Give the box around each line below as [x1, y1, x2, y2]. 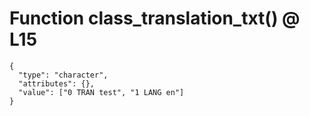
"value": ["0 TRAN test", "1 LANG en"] [18, 87, 185, 97]
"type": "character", [18, 70, 109, 80]
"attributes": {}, [18, 78, 96, 89]
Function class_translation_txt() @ [9, 7, 301, 30]
